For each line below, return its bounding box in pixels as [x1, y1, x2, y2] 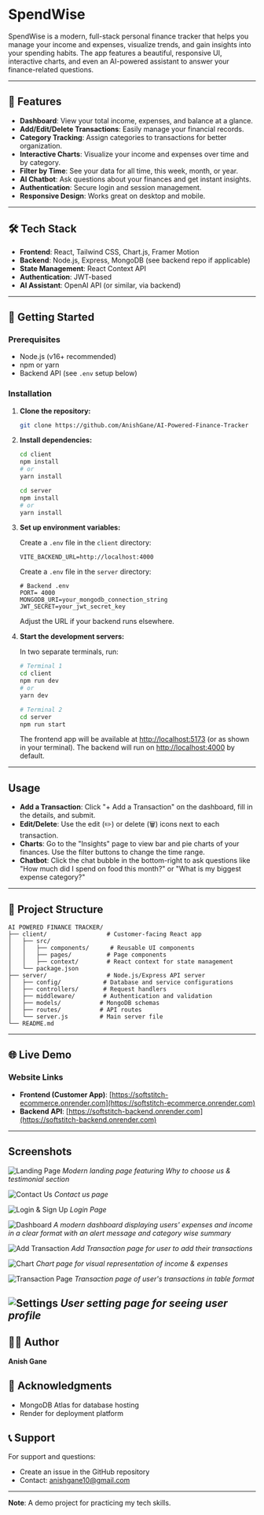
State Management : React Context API [19, 263, 147, 273]
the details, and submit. [19, 811, 96, 820]
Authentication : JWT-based [19, 272, 112, 281]
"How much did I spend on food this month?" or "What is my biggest [19, 864, 242, 874]
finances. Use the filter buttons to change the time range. [19, 847, 206, 857]
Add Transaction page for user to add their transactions [71, 1243, 253, 1253]
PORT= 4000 [19, 589, 56, 597]
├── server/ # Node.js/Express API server [8, 972, 206, 980]
